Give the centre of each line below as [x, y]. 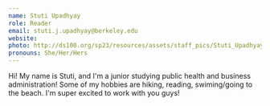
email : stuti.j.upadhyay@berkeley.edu [73, 31]
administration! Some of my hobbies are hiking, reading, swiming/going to [131, 84]
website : [23, 38]
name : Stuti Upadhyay [45, 16]
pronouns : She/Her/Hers [48, 53]
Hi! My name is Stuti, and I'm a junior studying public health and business [130, 76]
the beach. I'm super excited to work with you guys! [94, 93]
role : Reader [30, 23]
